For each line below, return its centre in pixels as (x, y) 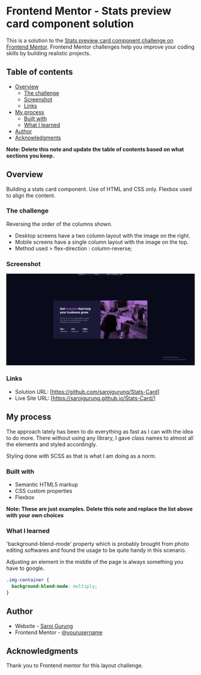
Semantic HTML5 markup (46, 484)
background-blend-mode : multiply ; (54, 587)
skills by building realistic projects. (48, 53)
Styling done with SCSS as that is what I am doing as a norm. (81, 456)
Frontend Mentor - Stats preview (89, 11)
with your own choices (35, 515)
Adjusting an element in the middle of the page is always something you (95, 562)
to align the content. (31, 195)
